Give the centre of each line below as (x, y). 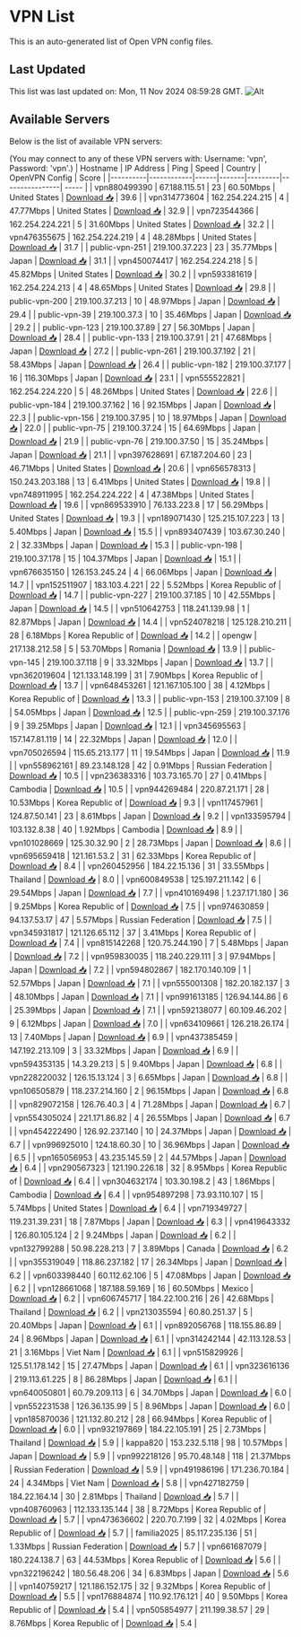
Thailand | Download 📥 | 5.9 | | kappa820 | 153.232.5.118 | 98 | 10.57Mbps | (149, 1442)
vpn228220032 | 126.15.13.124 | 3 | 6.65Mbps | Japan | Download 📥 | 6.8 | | (149, 1077)
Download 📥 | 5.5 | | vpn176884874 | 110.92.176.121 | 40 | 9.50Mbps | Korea (149, 1596)
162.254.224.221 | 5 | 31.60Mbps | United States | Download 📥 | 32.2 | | (142, 224)
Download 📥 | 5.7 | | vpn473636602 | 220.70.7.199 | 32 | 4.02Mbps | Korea (148, 1519)
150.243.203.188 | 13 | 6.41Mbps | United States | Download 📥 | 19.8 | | (140, 481)
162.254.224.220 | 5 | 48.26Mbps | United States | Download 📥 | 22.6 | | (143, 391)
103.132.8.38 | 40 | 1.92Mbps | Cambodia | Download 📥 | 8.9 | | (126, 829)
